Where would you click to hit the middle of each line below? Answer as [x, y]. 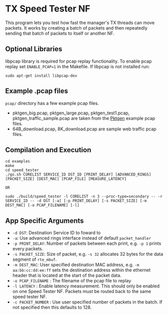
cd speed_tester [22, 170]
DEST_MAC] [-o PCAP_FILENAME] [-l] [42, 205]
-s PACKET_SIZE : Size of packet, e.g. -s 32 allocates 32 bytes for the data [88, 254]
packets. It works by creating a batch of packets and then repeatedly [76, 28]
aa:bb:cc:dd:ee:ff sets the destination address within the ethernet [81, 270]
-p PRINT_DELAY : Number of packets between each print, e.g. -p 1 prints [87, 243]
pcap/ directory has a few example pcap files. [52, 103]
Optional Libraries [34, 49]
